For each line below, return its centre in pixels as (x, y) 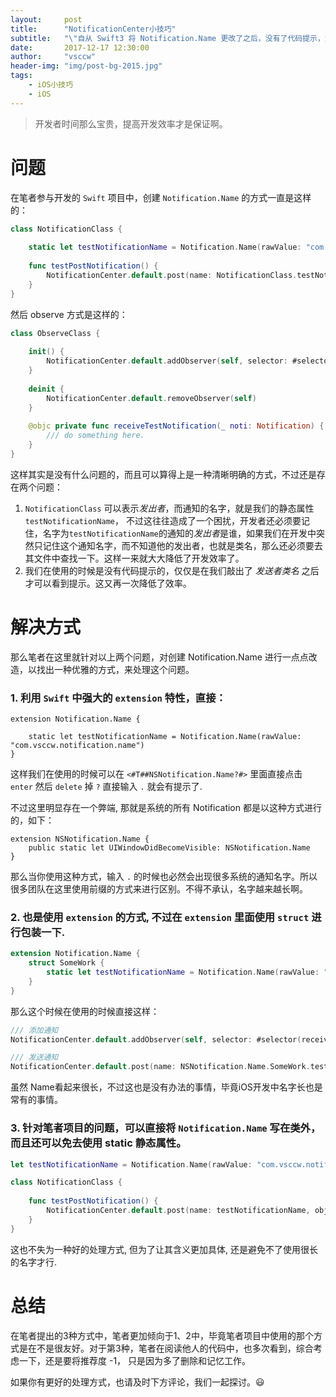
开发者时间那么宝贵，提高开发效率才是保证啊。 (131, 123)
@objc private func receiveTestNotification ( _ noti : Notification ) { (176, 426)
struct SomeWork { (66, 963)
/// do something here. (95, 436)
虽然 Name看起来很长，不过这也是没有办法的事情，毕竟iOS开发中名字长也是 (166, 1087)
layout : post (46, 19)
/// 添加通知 (34, 1030)
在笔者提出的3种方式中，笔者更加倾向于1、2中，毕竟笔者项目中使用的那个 (162, 1335)
